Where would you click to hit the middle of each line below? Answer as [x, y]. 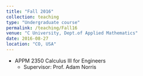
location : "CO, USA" [31, 44]
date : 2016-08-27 [27, 39]
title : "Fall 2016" [30, 11]
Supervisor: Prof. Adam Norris [60, 67]
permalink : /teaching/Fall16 [42, 28]
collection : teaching [33, 17]
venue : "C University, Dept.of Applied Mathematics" [72, 33]
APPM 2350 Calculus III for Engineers [60, 61]
